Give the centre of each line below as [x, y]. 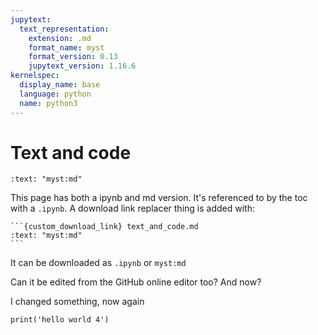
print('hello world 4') [60, 320]
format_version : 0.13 [73, 57]
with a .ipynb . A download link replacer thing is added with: [132, 208]
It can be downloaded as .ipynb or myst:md [98, 263]
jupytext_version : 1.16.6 [82, 66]
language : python [55, 94]
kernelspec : [35, 76]
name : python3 [48, 103]
